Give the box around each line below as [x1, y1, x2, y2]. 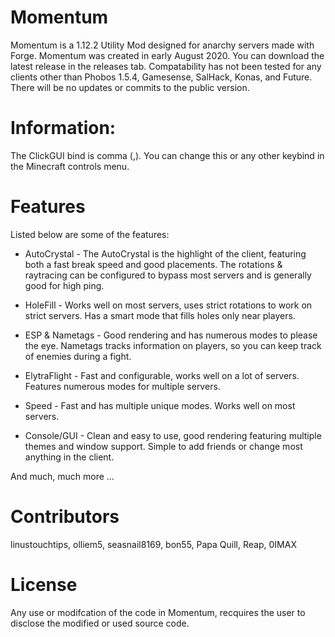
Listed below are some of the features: [10, 228, 170, 240]
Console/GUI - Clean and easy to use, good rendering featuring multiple [24, 429, 322, 441]
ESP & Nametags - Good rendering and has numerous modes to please [24, 329, 318, 341]
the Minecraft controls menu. [10, 160, 130, 172]
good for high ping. [24, 279, 105, 291]
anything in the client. [24, 451, 115, 463]
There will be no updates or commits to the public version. [10, 81, 250, 93]
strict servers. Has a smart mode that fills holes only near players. [24, 309, 296, 321]
